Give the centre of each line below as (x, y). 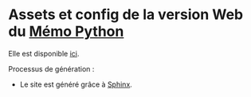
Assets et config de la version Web (126, 15)
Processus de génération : (51, 68)
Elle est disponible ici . (44, 53)
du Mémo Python (66, 31)
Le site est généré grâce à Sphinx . (76, 84)
